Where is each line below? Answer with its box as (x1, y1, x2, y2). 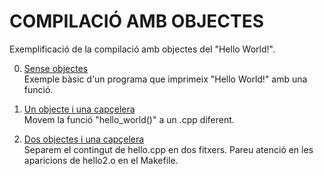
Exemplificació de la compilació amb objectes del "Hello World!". (9, 43, 276, 55)
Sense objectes (23, 62, 89, 74)
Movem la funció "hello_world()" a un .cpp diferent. (23, 113, 235, 125)
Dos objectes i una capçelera (23, 133, 145, 145)
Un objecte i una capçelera (23, 103, 136, 115)
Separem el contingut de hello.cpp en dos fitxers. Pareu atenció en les (23, 143, 314, 155)
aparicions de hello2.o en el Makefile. (23, 154, 179, 166)
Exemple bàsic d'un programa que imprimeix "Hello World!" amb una (23, 73, 308, 85)
